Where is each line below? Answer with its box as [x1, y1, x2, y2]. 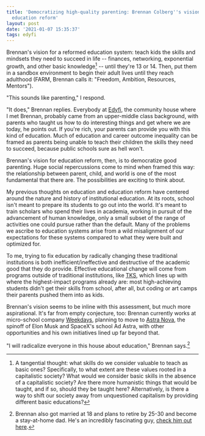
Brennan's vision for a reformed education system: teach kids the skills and [6, 48, 196, 56]
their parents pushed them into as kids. [6, 291, 105, 298]
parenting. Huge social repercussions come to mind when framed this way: [6, 163, 195, 170]
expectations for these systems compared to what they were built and [6, 233, 182, 241]
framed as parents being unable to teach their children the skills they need [6, 138, 193, 146]
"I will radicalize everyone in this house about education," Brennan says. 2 [6, 340, 190, 349]
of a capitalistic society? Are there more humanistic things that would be [15, 379, 197, 386]
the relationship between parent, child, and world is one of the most [6, 170, 177, 177]
